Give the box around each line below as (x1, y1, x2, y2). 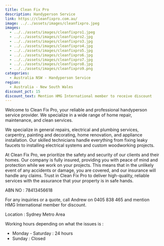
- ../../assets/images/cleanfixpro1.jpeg (9, 30, 95, 35)
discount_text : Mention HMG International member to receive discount (5, 93, 152, 98)
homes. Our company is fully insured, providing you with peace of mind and (5, 157, 158, 163)
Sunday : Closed (12, 236, 46, 242)
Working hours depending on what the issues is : (5, 221, 104, 227)
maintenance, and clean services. (5, 117, 73, 123)
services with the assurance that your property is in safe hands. (5, 178, 134, 184)
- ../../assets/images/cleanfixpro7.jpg (9, 57, 93, 62)
